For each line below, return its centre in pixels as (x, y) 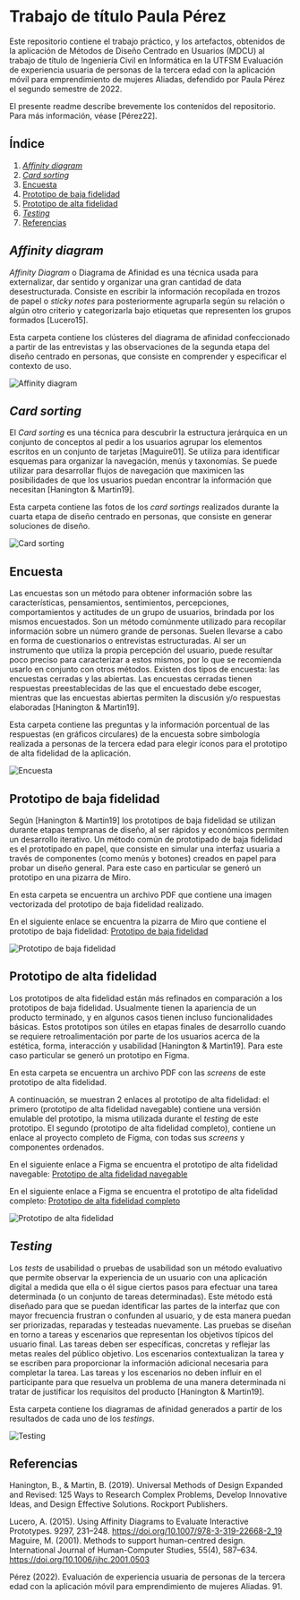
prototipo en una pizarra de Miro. (70, 877)
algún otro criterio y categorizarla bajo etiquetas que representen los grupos (150, 310)
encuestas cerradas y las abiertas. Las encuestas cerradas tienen (131, 679)
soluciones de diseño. (50, 526)
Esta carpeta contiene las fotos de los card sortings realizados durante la (144, 507)
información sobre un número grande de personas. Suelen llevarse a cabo (146, 631)
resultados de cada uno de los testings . (82, 1418)
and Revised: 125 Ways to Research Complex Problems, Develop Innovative (148, 1495)
